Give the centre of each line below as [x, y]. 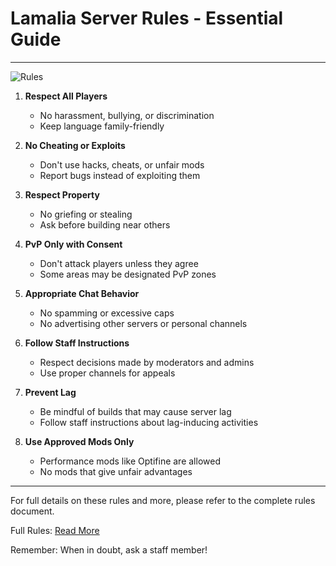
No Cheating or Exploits [75, 145]
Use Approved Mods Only [79, 441]
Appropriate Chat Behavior [82, 293]
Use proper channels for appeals [107, 373]
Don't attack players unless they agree [119, 263]
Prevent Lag [50, 392]
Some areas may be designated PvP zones [128, 274]
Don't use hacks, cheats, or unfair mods [122, 164]
